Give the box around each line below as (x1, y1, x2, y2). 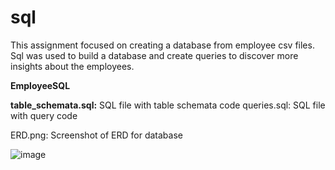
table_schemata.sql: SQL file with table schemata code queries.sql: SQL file (10, 99, 326, 111)
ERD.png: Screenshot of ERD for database (10, 129, 183, 141)
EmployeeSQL (10, 79, 71, 91)
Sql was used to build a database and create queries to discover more (10, 49, 299, 61)
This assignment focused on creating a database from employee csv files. (10, 39, 315, 51)
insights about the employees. (10, 60, 135, 72)
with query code (10, 109, 78, 121)
